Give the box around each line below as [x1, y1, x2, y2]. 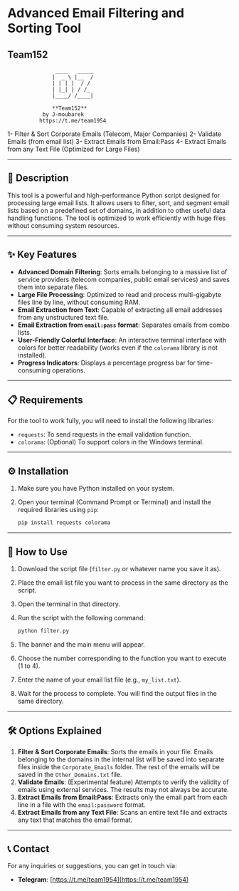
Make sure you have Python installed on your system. [17, 484, 175, 493]
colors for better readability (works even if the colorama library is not [17, 343, 218, 352]
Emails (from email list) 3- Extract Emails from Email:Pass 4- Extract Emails [7, 137, 226, 145]
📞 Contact [7, 843, 50, 855]
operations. [52, 365, 85, 375]
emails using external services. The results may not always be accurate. [17, 785, 229, 793]
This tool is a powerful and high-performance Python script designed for [7, 191, 221, 199]
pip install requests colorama [17, 519, 111, 526]
